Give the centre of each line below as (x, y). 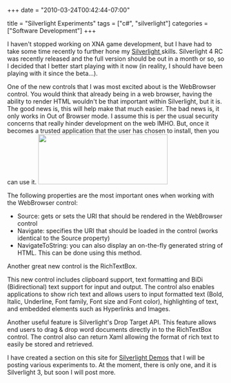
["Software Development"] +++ (52, 31)
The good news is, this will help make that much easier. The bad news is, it (113, 109)
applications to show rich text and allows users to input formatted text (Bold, (115, 294)
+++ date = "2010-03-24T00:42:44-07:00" (69, 10)
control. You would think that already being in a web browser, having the (110, 94)
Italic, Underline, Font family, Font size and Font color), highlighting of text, (113, 302)
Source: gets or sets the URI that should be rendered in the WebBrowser (120, 216)
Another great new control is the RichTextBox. (72, 266)
